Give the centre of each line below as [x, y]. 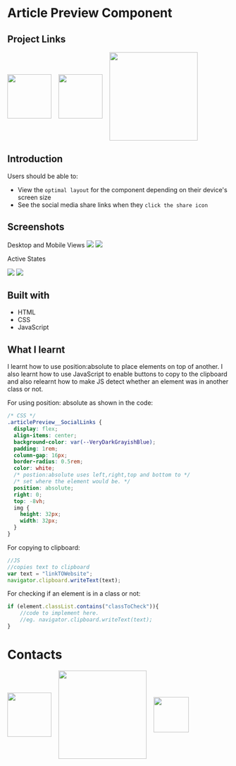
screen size [34, 197]
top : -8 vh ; [30, 501]
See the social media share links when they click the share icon [113, 205]
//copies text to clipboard [49, 567]
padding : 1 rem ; [36, 449]
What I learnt [36, 349]
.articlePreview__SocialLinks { [55, 423]
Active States [26, 259]
